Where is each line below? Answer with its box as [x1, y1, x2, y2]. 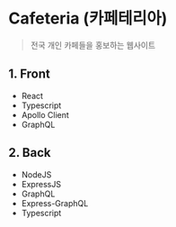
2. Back [8, 145, 51, 160]
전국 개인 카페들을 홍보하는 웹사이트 [30, 40, 156, 50]
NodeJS [21, 168, 52, 180]
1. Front [8, 67, 50, 82]
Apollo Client [21, 109, 69, 120]
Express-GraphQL [21, 197, 89, 208]
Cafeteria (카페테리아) [8, 8, 168, 29]
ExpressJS [21, 178, 62, 189]
